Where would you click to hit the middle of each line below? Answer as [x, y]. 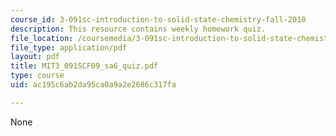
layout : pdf [35, 57]
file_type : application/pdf [69, 47]
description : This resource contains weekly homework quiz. [138, 29]
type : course [37, 76]
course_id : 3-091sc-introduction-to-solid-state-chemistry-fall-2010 [158, 19]
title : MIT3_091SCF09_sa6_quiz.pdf [84, 66]
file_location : [42, 38]
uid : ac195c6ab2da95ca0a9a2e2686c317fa [93, 85]
